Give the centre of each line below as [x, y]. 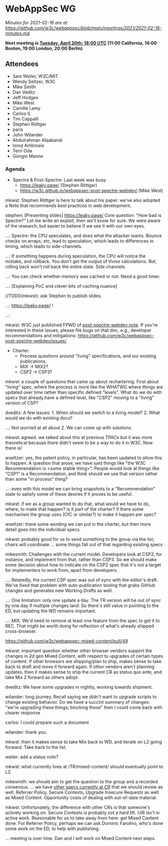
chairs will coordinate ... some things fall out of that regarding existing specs [84, 545]
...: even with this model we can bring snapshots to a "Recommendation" [80, 489]
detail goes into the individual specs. [43, 530]
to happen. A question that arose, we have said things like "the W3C [76, 463]
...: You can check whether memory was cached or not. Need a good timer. [83, 277]
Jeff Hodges [25, 97]
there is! [14, 448]
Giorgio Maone [28, 156]
